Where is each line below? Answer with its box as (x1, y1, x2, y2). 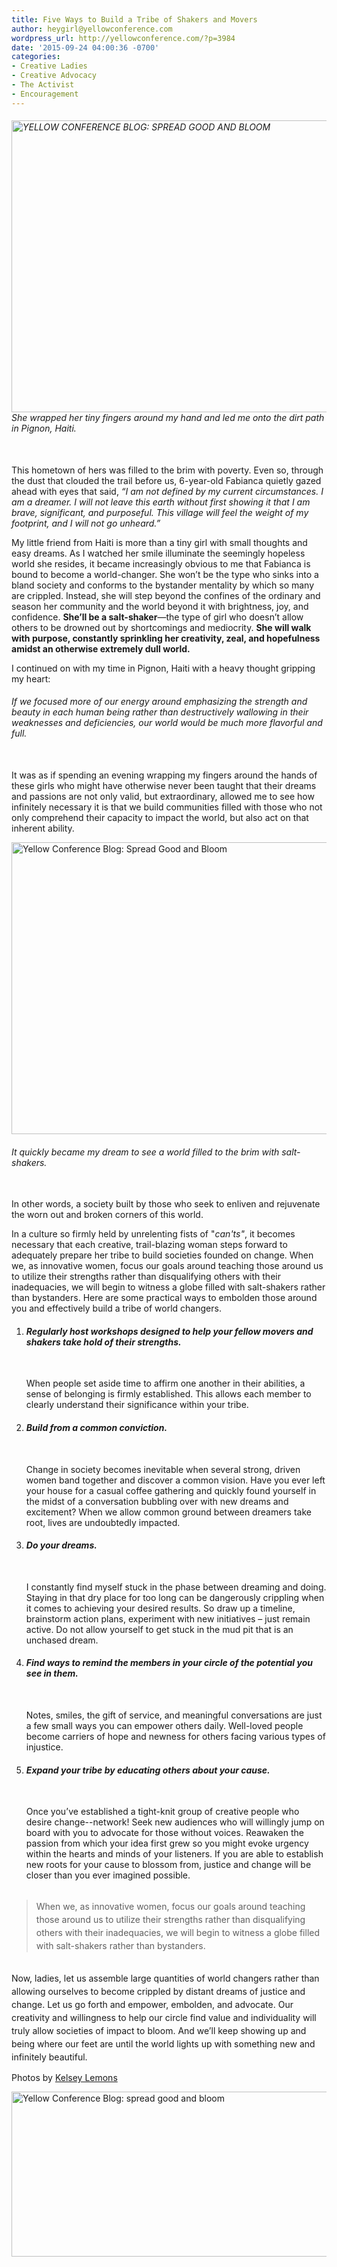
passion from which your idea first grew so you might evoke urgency (25, 1837, 309, 1850)
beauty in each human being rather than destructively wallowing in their (11, 706, 309, 718)
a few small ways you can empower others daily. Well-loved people (25, 1720, 304, 1732)
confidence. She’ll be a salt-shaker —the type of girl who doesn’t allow (11, 611, 304, 623)
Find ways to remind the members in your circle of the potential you (25, 1657, 313, 1669)
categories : (11, 52, 61, 62)
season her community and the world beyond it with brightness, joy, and (11, 600, 309, 612)
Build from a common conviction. (25, 1422, 168, 1434)
